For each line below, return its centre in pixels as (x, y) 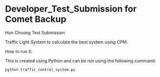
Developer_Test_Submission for (71, 9)
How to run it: (19, 51)
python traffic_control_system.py (40, 69)
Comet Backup (36, 19)
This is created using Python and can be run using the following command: (80, 61)
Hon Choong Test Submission (35, 32)
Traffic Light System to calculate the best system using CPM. (67, 42)
